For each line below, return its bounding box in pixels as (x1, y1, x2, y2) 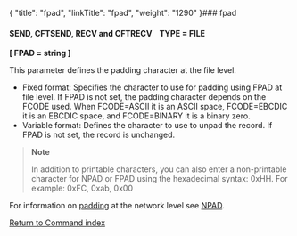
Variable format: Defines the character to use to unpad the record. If (21, 120, 273, 131)
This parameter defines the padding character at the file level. (9, 65, 236, 76)
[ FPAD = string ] (9, 48, 71, 59)
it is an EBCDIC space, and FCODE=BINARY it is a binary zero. (21, 110, 252, 121)
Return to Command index (9, 217, 105, 228)
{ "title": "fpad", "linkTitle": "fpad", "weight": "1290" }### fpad (9, 8, 237, 18)
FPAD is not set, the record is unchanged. (21, 129, 176, 141)
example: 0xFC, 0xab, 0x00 (30, 183, 134, 194)
